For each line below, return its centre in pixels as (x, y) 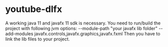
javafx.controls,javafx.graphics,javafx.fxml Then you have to (97, 33)
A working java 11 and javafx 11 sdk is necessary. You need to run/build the (83, 23)
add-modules (19, 33)
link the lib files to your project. (38, 39)
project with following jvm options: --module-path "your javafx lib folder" (81, 28)
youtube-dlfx (34, 9)
